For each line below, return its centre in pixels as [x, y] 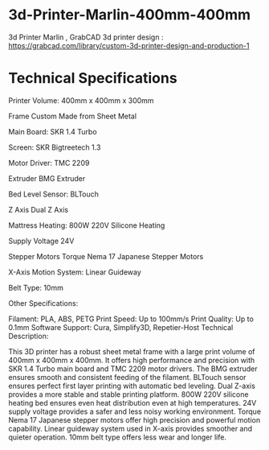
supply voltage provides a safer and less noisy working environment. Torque [135, 411]
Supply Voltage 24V [41, 241]
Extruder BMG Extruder [47, 178]
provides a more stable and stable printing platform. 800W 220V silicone [128, 394]
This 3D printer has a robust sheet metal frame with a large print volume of [132, 351]
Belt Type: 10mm [36, 287]
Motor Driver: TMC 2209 [49, 163]
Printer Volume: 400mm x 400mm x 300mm [81, 100]
